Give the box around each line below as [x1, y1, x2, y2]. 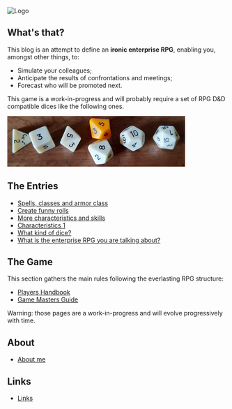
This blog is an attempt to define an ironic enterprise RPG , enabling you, [7, 45, 216, 54]
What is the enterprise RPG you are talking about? [17, 236, 161, 244]
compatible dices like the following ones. [7, 102, 124, 110]
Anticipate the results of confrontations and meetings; [17, 73, 173, 82]
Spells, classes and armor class [17, 199, 109, 207]
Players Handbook [17, 288, 71, 297]
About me [17, 355, 46, 364]
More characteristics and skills [17, 214, 106, 222]
